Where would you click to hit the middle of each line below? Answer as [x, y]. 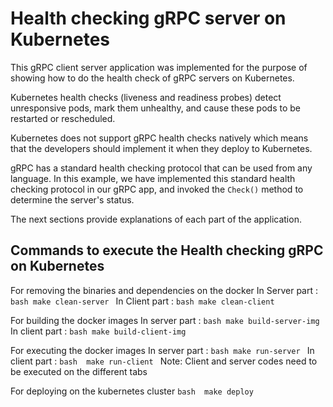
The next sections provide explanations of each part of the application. [156, 219]
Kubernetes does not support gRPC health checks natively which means [159, 138]
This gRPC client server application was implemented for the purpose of [159, 67]
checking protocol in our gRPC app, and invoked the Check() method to [157, 189]
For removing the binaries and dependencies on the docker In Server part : [164, 290]
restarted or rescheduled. [63, 118]
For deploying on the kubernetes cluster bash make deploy [132, 391]
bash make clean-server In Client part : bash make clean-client [142, 301]
